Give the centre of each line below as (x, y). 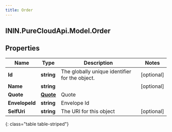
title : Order (19, 10)
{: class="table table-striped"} (37, 124)
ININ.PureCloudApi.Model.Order (58, 31)
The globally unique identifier (96, 71)
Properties (23, 49)
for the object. (78, 78)
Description (98, 63)
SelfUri (17, 111)
